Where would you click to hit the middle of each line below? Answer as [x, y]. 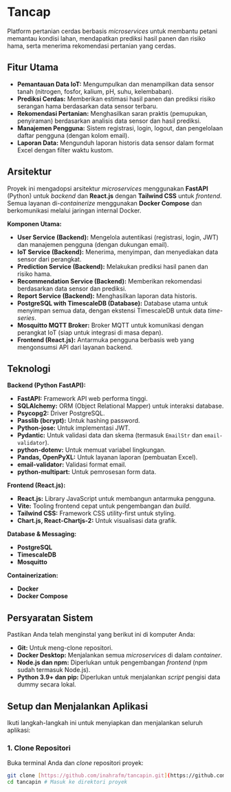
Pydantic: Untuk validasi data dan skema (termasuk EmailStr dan [110, 435]
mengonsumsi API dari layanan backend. [75, 347]
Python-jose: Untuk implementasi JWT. [74, 428]
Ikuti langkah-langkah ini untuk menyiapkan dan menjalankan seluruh [105, 723]
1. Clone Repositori [39, 748]
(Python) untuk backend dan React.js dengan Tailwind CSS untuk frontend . [114, 196]
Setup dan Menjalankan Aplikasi [78, 706]
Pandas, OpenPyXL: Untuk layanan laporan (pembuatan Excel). [107, 457]
